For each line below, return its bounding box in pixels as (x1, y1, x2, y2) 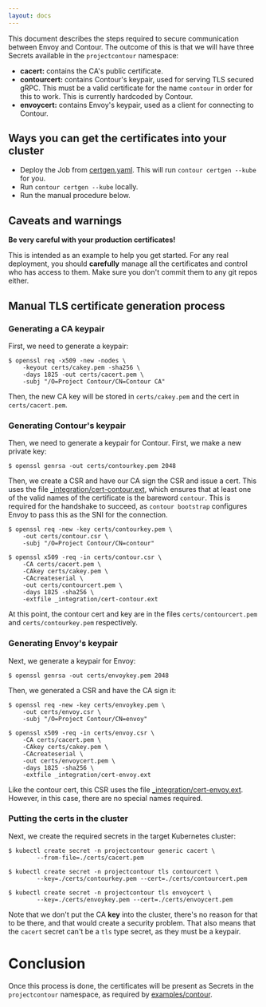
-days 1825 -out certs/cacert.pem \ (22, 371, 145, 379)
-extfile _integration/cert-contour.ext (22, 596, 158, 604)
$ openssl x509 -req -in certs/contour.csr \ (8, 553, 162, 561)
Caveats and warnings (8, 213, 122, 228)
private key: (8, 446, 47, 456)
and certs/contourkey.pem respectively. (8, 618, 138, 628)
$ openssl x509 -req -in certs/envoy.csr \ (8, 728, 155, 737)
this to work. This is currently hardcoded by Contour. (19, 91, 194, 101)
